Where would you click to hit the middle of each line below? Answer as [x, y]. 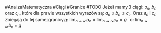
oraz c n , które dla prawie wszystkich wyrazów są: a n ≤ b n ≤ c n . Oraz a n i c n [81, 14]
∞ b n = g [13, 26]
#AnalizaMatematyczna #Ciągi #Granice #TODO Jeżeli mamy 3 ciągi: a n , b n [81, 8]
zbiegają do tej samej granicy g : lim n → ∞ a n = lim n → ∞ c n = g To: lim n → [76, 20]
